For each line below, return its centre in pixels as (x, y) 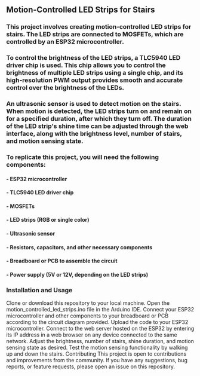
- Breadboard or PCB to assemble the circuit (62, 261)
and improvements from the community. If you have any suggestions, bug (97, 360)
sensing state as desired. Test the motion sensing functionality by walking (97, 348)
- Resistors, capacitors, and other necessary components (79, 247)
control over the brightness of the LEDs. (65, 88)
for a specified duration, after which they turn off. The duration (99, 119)
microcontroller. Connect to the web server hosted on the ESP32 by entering (100, 329)
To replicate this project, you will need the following (83, 157)
